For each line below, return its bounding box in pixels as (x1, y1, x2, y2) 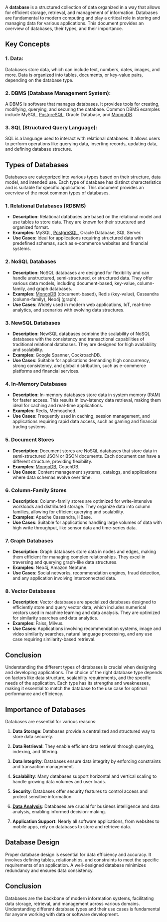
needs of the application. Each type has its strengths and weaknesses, (5, 680, 151, 686)
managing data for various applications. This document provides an (5, 20, 144, 26)
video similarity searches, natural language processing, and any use (12, 631, 153, 637)
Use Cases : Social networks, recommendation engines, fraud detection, (12, 570, 161, 576)
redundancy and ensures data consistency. (5, 867, 94, 873)
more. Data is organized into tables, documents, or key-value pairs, (5, 72, 143, 78)
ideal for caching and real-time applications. (12, 403, 103, 409)
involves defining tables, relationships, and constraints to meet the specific (5, 856, 159, 863)
